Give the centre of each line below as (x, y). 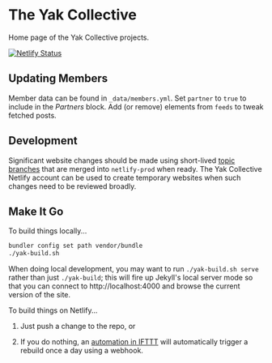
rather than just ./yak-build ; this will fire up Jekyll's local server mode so (131, 278)
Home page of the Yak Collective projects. (79, 37)
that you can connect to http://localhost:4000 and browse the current (124, 286)
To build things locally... (48, 231)
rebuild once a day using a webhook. (82, 351)
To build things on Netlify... (53, 310)
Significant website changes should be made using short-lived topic (122, 160)
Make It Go (36, 211)
